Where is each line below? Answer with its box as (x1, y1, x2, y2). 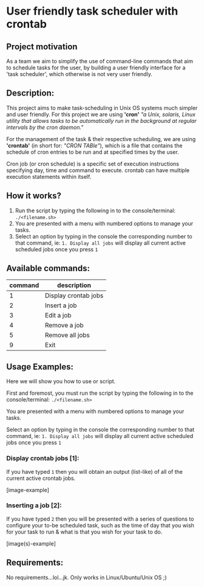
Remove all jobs (44, 331, 90, 339)
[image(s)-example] (6, 540, 56, 547)
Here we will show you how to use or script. (6, 378, 116, 385)
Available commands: (6, 263, 90, 274)
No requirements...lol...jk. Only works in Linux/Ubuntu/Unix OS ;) (6, 574, 167, 581)
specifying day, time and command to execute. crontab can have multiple (6, 166, 190, 174)
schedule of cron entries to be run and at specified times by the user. (6, 148, 179, 156)
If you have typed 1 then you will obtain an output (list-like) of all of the (6, 468, 183, 475)
